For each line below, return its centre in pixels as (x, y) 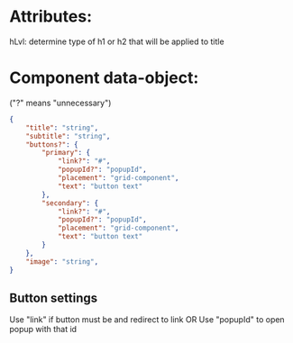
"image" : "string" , (62, 262)
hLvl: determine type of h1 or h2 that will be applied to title (117, 41)
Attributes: (51, 17)
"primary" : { (66, 153)
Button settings (54, 298)
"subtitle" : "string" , (68, 136)
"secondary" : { (70, 203)
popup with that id (43, 329)
